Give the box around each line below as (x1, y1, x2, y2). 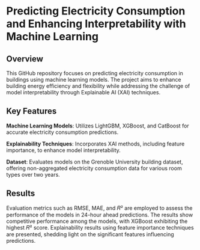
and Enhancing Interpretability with (6, 17, 186, 31)
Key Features (6, 106, 57, 117)
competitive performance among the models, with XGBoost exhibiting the (6, 218, 188, 225)
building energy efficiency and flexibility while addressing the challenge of (6, 82, 190, 90)
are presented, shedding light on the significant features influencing (6, 230, 174, 238)
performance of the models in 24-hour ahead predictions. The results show (6, 211, 193, 218)
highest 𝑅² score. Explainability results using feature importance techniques (6, 224, 194, 231)
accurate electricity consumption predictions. (6, 128, 119, 136)
